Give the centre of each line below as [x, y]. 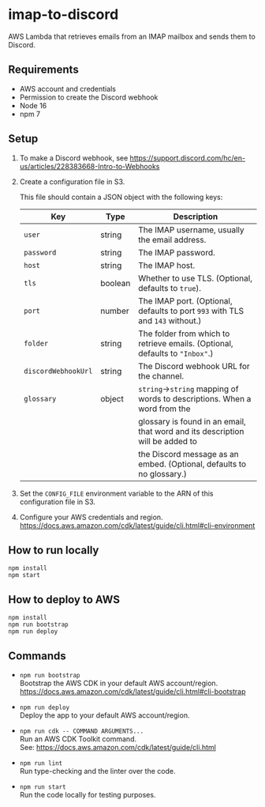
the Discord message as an [188, 454]
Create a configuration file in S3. [72, 181]
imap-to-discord [63, 15]
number [115, 311]
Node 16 [33, 105]
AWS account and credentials [68, 89]
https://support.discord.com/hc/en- [188, 158]
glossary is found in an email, [192, 421]
